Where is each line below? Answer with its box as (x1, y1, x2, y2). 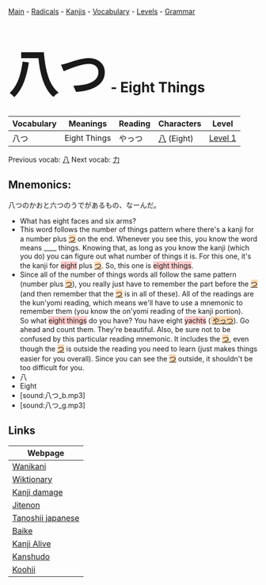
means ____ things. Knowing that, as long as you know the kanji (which (19, 243, 250, 252)
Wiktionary (12, 473, 53, 484)
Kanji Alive (12, 538, 51, 549)
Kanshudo (12, 551, 50, 562)
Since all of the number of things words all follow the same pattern (19, 270, 237, 279)
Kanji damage (12, 487, 63, 498)
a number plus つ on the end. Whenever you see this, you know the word (19, 234, 258, 243)
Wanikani (12, 461, 47, 472)
